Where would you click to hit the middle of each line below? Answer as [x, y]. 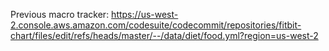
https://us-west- [145, 14]
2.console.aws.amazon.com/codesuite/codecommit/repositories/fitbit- [156, 25]
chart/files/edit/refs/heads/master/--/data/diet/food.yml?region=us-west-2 [164, 35]
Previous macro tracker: [60, 14]
